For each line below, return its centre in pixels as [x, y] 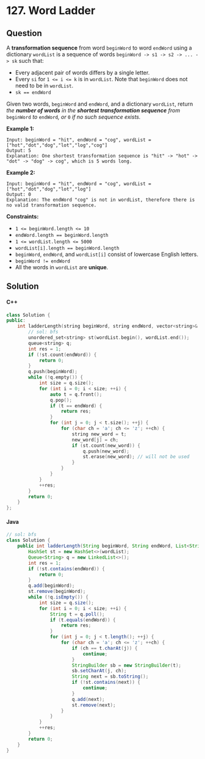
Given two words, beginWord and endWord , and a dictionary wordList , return [100, 104]
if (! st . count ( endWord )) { [63, 355]
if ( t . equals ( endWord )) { [83, 620]
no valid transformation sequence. [52, 205]
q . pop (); [61, 400]
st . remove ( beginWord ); [57, 592]
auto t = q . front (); [76, 394]
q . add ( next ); [88, 699]
